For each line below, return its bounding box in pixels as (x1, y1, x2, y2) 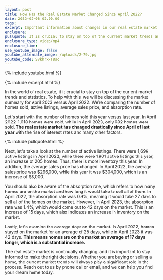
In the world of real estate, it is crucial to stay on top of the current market (5, 89, 153, 95)
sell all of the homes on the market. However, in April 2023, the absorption (5, 199, 154, 205)
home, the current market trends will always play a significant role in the (5, 259, 149, 265)
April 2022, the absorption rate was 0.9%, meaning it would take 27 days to (5, 194, 156, 200)
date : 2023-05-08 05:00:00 (5, 16, 60, 21)
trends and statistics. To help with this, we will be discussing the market (5, 94, 148, 100)
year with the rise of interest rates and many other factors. (5, 129, 122, 135)
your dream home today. (5, 269, 54, 275)
